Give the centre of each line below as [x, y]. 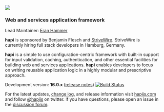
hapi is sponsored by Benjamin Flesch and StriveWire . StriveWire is [72, 40]
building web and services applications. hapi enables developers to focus [79, 65]
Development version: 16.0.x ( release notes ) [50, 85]
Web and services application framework [55, 20]
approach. [15, 75]
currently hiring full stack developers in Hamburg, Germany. [65, 45]
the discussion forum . [27, 105]
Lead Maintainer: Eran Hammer [36, 31]
